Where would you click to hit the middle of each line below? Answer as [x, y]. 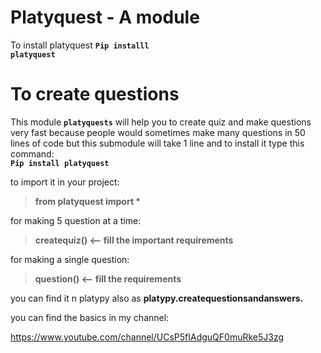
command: [32, 153]
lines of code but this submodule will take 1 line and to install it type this [157, 143]
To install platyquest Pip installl [80, 45]
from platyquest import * [88, 201]
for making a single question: [70, 259]
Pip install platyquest [60, 163]
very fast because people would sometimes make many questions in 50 [158, 132]
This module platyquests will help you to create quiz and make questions [161, 122]
